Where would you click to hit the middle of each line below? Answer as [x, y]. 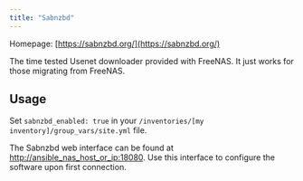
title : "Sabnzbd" [42, 18]
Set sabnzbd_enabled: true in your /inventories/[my [107, 121]
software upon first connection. [68, 167]
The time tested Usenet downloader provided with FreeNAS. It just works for [151, 61]
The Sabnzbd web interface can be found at [92, 148]
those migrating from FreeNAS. [67, 71]
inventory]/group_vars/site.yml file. [78, 130]
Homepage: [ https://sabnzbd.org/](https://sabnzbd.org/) [115, 43]
